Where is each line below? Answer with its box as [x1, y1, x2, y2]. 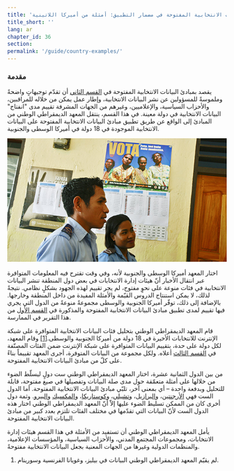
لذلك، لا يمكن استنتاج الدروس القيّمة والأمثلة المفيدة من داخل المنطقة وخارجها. [7, 291, 210, 299]
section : [7, 40, 33, 48]
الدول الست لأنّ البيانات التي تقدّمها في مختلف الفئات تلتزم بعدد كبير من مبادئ [7, 406, 209, 415]
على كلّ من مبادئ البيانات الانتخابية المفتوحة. [7, 356, 123, 365]
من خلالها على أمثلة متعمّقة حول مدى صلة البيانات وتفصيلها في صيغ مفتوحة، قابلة [7, 376, 216, 385]
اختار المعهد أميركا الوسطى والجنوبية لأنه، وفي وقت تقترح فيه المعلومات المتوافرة [7, 269, 218, 277]
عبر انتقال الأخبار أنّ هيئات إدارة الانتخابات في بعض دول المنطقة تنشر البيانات [7, 276, 205, 285]
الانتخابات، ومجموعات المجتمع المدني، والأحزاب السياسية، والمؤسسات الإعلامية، [7, 435, 214, 443]
